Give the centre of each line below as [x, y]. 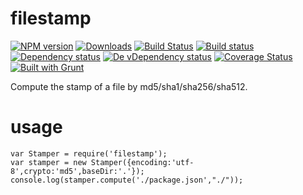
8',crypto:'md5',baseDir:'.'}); [77, 171]
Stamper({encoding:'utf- [142, 162]
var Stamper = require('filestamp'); [89, 153]
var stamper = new [48, 162]
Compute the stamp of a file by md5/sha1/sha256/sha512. [129, 86]
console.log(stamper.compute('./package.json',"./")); [127, 180]
